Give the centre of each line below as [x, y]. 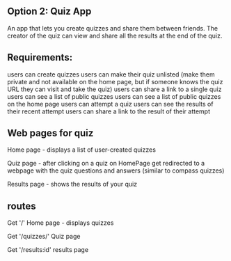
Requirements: [40, 57]
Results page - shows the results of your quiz [72, 184]
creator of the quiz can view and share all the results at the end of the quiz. [115, 35]
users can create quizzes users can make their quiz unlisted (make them [111, 74]
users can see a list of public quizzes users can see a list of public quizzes [114, 96]
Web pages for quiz [50, 133]
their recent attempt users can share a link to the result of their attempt [109, 111]
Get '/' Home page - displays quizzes [61, 223]
